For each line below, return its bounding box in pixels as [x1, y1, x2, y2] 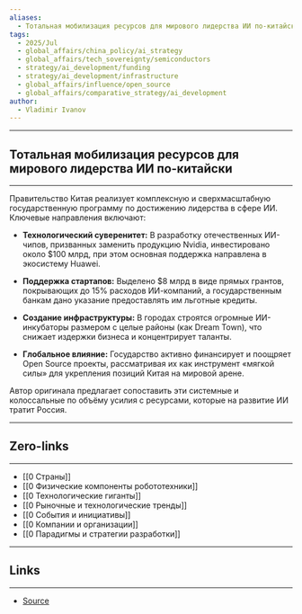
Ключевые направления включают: [9, 212, 147, 223]
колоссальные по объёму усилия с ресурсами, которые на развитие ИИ [9, 395, 289, 405]
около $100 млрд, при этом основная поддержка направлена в [22, 249, 267, 260]
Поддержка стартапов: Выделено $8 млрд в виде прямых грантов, [22, 276, 285, 287]
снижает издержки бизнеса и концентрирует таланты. [22, 332, 232, 343]
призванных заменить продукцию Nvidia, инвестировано [49, 239, 271, 250]
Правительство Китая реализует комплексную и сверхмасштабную [9, 193, 271, 204]
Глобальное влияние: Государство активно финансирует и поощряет [22, 349, 292, 360]
